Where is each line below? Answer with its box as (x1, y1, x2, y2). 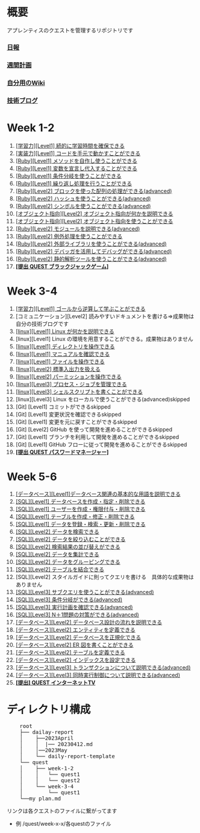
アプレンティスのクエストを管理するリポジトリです (7, 27, 134, 34)
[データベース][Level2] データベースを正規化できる (15, 634, 141, 641)
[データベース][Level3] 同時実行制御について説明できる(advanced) (15, 671, 180, 679)
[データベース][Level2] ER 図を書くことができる (15, 641, 134, 649)
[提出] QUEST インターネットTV (15, 679, 96, 686)
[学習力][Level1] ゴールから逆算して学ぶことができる (15, 305, 146, 312)
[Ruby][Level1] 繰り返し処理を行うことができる (15, 179, 132, 187)
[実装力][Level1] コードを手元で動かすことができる (15, 149, 141, 157)
